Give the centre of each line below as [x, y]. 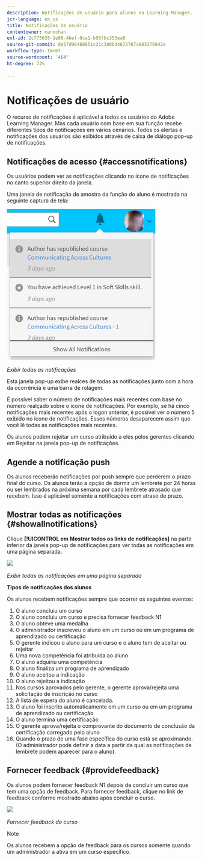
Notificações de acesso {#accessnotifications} [97, 162]
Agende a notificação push [58, 462]
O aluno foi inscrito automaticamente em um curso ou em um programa [104, 706]
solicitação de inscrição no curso [57, 693]
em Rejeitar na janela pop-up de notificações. [63, 443]
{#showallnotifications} [52, 524]
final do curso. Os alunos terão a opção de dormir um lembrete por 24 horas [101, 483]
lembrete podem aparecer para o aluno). [66, 751]
